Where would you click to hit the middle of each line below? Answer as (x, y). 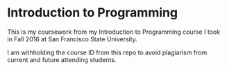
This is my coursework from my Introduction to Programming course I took (114, 32)
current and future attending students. (62, 59)
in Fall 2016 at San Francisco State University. (72, 39)
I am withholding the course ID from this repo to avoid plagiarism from (107, 52)
